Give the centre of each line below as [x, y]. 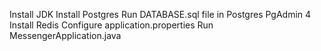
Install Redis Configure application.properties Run [111, 25]
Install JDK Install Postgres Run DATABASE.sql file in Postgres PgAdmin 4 [160, 14]
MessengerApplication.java [65, 35]
